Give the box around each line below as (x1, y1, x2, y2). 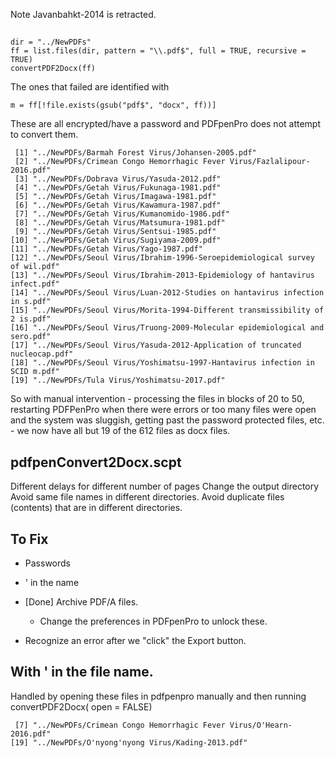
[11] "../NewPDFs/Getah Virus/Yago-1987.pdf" (10, 244, 203, 254)
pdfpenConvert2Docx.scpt (10, 454, 182, 471)
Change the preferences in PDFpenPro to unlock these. (39, 615, 268, 628)
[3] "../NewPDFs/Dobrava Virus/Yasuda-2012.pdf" (14, 174, 222, 184)
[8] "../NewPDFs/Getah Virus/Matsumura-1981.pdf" (14, 218, 226, 228)
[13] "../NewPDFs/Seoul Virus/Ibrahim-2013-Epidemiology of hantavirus (10, 270, 315, 281)
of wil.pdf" (10, 262, 60, 272)
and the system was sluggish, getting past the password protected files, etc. (10, 414, 325, 426)
